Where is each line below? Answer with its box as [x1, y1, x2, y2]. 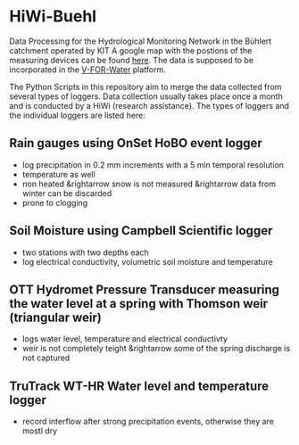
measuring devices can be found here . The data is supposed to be [9, 54, 254, 65]
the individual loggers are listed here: [9, 110, 145, 120]
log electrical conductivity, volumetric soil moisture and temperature [21, 256, 274, 267]
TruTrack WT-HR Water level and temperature [9, 378, 270, 393]
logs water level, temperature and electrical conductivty [21, 334, 228, 344]
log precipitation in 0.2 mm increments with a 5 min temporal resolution [21, 159, 284, 170]
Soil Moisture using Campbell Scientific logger [9, 223, 273, 238]
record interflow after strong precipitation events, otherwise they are [21, 416, 275, 427]
